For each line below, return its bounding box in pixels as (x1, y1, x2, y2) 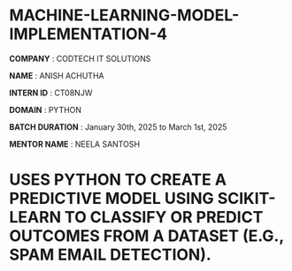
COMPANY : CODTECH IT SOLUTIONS (9, 53, 151, 64)
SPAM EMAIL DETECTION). (9, 245, 212, 265)
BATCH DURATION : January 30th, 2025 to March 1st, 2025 (9, 121, 227, 132)
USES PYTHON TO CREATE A (9, 169, 227, 190)
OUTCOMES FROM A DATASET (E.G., (9, 226, 285, 246)
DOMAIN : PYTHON (9, 104, 82, 115)
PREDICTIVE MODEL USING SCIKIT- (9, 189, 276, 208)
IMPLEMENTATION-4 (9, 24, 168, 44)
